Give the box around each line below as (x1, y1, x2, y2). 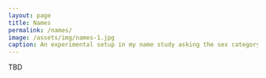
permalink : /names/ (8, 26, 73, 34)
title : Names (8, 19, 51, 27)
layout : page (8, 11, 51, 20)
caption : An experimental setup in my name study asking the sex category (8, 41, 260, 49)
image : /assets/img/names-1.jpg (8, 33, 115, 42)
